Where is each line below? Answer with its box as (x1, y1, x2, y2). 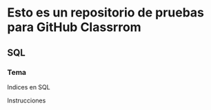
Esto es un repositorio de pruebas (7, 5, 205, 21)
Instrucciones (7, 96, 46, 104)
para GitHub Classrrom (7, 19, 141, 35)
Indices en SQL (7, 82, 50, 91)
